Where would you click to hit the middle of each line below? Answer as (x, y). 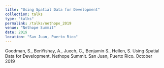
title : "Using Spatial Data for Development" (52, 10)
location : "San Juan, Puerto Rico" (42, 37)
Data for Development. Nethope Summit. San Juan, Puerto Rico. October (79, 56)
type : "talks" (20, 19)
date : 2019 (16, 32)
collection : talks (24, 14)
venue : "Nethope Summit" (31, 28)
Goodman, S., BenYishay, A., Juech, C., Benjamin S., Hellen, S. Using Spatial (82, 51)
